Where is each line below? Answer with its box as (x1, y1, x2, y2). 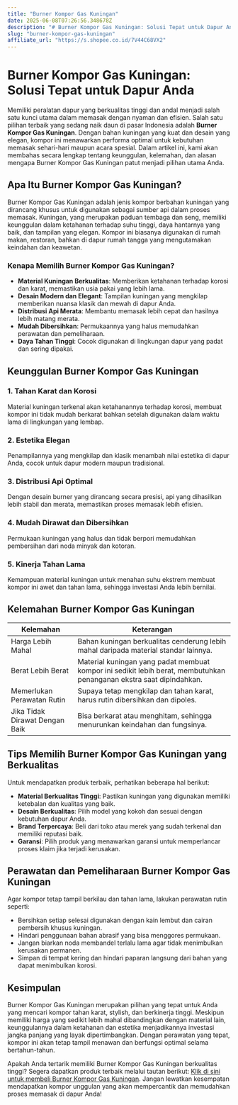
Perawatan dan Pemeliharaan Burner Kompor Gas (7, 865, 231, 877)
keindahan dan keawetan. (7, 242, 83, 252)
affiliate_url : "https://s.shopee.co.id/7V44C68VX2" (7, 37, 166, 44)
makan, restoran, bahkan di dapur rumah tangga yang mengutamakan (7, 235, 211, 244)
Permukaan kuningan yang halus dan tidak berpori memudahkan (7, 534, 196, 542)
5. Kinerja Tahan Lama (7, 559, 86, 569)
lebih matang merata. (17, 315, 80, 323)
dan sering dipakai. (17, 344, 74, 353)
